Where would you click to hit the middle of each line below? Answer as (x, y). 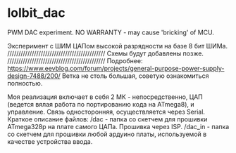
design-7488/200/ (34, 76)
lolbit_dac (36, 13)
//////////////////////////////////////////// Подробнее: (75, 60)
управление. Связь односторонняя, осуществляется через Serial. (106, 112)
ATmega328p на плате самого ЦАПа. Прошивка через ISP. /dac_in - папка (118, 126)
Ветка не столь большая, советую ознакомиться (136, 76)
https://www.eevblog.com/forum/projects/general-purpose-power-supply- (116, 68)
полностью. (25, 83)
